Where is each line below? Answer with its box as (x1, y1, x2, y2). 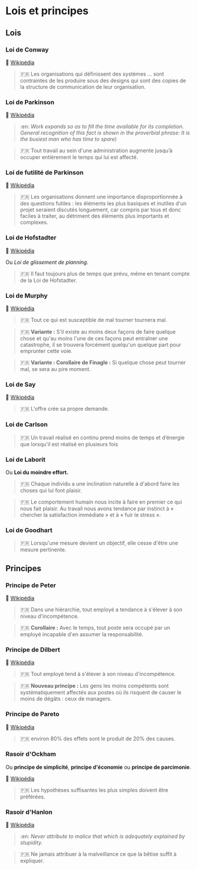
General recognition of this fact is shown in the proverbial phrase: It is (19, 129, 190, 137)
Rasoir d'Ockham (5, 750, 57, 758)
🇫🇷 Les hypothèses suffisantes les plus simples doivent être (19, 786, 169, 794)
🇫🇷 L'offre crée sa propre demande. (19, 405, 110, 413)
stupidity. (19, 839, 43, 846)
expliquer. (19, 857, 45, 865)
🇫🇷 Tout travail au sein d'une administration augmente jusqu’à (19, 147, 173, 154)
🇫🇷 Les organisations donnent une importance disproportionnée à (19, 194, 183, 201)
